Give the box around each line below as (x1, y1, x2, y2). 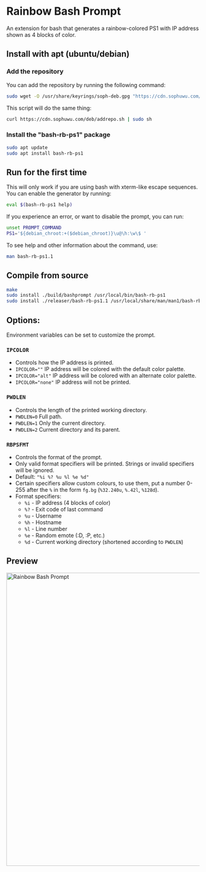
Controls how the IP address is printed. (15, 359, 114, 366)
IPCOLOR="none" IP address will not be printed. (15, 378, 131, 386)
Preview (6, 556, 39, 567)
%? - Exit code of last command (24, 505, 103, 513)
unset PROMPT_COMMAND (6, 225, 62, 231)
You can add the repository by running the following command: (6, 81, 166, 88)
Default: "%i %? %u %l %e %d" (15, 473, 90, 480)
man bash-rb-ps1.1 (6, 253, 53, 259)
